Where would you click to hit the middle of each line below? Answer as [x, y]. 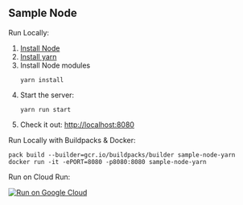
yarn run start [45, 109]
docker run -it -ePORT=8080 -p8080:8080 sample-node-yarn [107, 162]
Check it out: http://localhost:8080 [77, 125]
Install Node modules [55, 65]
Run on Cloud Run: [39, 177]
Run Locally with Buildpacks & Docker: [72, 140]
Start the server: [47, 95]
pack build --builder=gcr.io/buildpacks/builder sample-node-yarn [122, 155]
